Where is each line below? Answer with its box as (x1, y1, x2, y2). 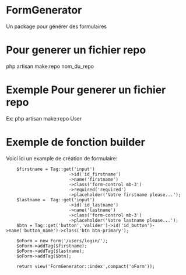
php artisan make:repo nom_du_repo (6, 63, 94, 70)
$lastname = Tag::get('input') (16, 197, 95, 202)
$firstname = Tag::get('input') (16, 166, 95, 172)
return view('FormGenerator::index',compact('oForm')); (16, 263, 156, 269)
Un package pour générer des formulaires (6, 23, 107, 30)
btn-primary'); (92, 228, 129, 233)
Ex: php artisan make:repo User (6, 115, 82, 122)
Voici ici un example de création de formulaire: (6, 154, 118, 161)
